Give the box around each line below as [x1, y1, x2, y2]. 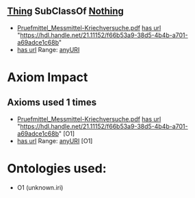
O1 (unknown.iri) [16, 183, 64, 191]
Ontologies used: [7, 161, 107, 176]
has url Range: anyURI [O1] [16, 136, 93, 145]
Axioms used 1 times [7, 97, 97, 108]
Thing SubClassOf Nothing [7, 5, 125, 17]
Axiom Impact [7, 70, 88, 85]
